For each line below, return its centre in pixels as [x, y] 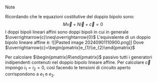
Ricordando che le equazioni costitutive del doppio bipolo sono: [70, 16]
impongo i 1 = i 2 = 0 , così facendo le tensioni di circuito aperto [68, 68]
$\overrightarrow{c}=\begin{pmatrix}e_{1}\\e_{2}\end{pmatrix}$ [70, 48]
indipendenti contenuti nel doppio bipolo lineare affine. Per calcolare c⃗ [78, 62]
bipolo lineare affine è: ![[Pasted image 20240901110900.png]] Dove [75, 42]
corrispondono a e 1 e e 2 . [30, 74]
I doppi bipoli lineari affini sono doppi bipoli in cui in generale [67, 32]
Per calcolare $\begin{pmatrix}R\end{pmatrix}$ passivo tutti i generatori [78, 57]
